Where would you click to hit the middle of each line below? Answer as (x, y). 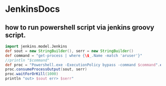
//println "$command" (27, 60)
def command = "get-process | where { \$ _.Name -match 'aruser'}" (74, 55)
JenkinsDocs (33, 9)
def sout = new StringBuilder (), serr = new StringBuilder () (69, 51)
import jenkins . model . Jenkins (36, 46)
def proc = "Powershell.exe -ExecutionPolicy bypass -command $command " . (83, 65)
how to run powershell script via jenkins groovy (80, 27)
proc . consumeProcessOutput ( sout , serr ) (46, 69)
